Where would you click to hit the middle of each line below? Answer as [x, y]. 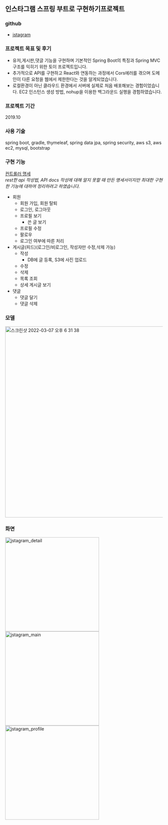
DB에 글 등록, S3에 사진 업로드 [57, 260]
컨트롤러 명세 [18, 173]
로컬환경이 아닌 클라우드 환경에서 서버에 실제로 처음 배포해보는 [73, 85]
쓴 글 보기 [37, 222]
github [13, 24]
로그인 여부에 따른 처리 [42, 241]
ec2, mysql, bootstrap [28, 148]
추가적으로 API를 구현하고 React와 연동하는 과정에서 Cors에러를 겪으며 [81, 73]
